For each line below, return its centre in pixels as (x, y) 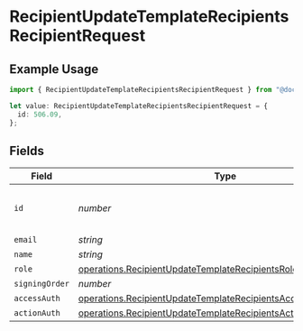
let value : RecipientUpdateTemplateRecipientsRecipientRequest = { (139, 106)
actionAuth (37, 313)
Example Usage (54, 69)
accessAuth (37, 299)
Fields (27, 151)
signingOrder (42, 284)
